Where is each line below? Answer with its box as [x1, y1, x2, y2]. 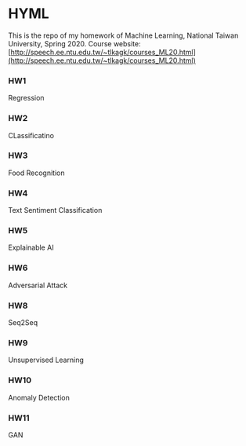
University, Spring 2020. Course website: [8, 38, 141, 48]
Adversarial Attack [8, 280, 68, 290]
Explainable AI [8, 243, 54, 252]
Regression [8, 93, 45, 103]
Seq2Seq [8, 318, 38, 327]
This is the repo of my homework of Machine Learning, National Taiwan [8, 31, 239, 40]
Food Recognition [8, 168, 65, 177]
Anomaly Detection [8, 393, 71, 402]
